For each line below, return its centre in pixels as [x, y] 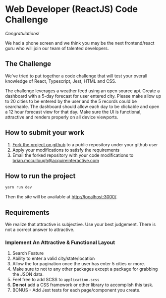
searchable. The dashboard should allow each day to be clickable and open [82, 106]
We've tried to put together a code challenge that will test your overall [76, 76]
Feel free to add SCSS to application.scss [56, 280]
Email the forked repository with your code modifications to [73, 155]
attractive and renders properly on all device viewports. [62, 117]
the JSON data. [28, 274]
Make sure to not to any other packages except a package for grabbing [85, 269]
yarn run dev [19, 187]
